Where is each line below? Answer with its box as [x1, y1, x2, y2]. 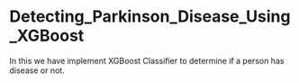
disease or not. [9, 65, 65, 76]
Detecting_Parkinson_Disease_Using [9, 6, 291, 27]
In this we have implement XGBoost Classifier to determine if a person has [9, 55, 285, 66]
